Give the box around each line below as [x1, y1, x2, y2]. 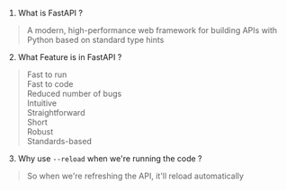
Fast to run [26, 69, 67, 80]
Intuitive [26, 98, 57, 108]
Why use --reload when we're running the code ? [17, 153, 202, 164]
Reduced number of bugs [26, 89, 122, 99]
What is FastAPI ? [17, 8, 84, 18]
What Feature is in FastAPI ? [17, 52, 122, 62]
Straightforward [26, 108, 85, 117]
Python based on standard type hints [26, 35, 165, 45]
